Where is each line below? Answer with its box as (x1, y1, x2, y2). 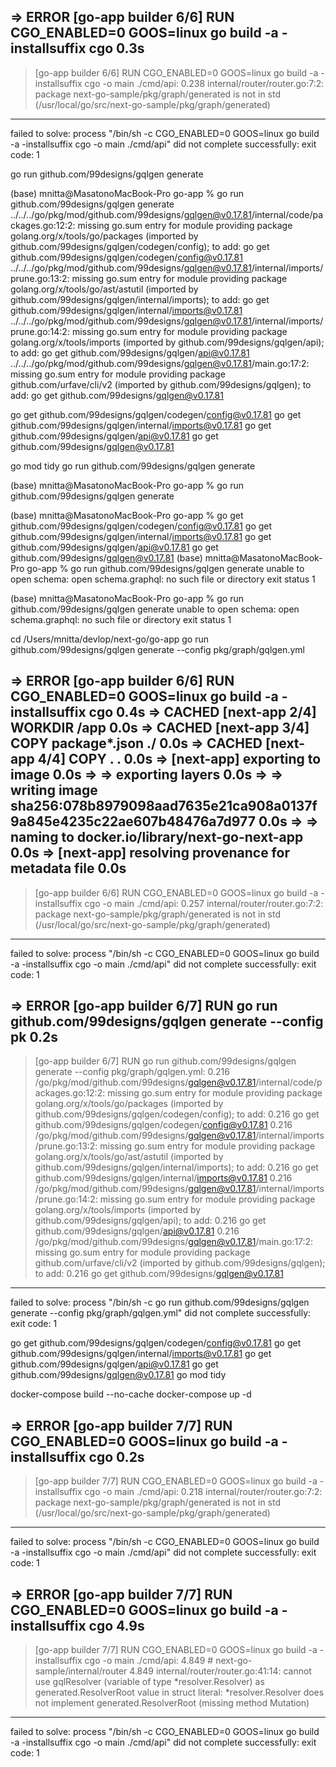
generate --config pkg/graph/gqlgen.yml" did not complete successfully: (10, 1307, 312, 1319)
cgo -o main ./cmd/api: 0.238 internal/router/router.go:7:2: (84, 77, 325, 89)
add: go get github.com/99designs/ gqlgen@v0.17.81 (10, 389, 224, 401)
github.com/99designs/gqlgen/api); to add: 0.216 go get (34, 1215, 267, 1227)
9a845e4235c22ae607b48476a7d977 (10, 813, 256, 830)
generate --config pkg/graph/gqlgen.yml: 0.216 (34, 1066, 230, 1078)
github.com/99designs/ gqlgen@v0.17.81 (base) (10, 551, 203, 564)
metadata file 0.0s (10, 860, 127, 877)
